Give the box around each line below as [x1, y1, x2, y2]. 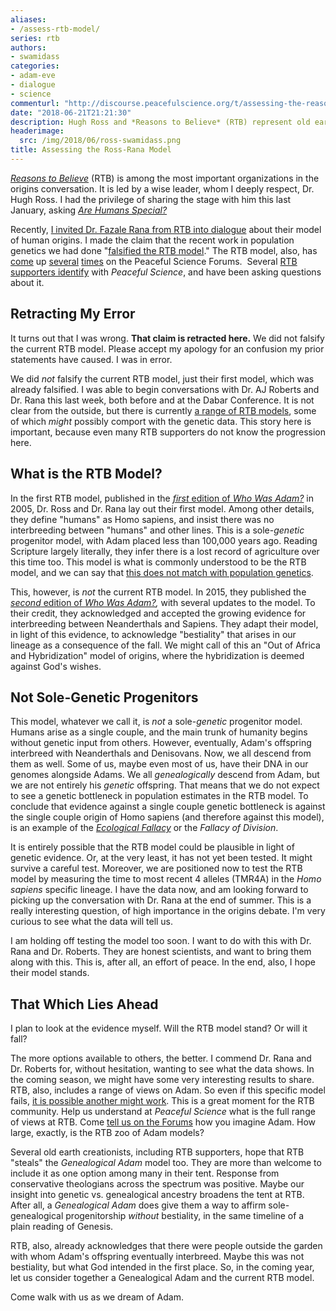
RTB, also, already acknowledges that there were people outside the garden [10, 1240, 323, 1252]
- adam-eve [10, 71, 56, 81]
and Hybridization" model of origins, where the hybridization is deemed [10, 649, 305, 661]
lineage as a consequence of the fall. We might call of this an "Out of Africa [10, 639, 321, 651]
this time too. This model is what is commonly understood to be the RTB [10, 556, 307, 568]
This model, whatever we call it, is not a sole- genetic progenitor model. [10, 716, 303, 728]
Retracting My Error [10, 306, 136, 323]
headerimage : [10, 126, 65, 136]
